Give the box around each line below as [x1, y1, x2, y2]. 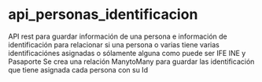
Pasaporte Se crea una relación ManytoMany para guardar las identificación [8, 57, 255, 66]
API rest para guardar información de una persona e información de [8, 32, 228, 41]
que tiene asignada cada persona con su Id [8, 65, 148, 74]
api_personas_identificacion [8, 6, 198, 24]
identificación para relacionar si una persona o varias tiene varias [8, 39, 220, 49]
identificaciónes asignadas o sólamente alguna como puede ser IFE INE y [8, 48, 246, 58]
